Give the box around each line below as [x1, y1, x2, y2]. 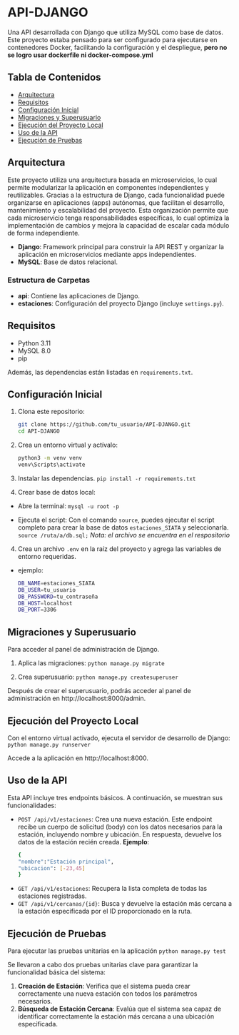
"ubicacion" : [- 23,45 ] [17, 864, 86, 872]
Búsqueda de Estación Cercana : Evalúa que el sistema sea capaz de [17, 1004, 222, 1014]
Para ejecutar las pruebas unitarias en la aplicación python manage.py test [7, 946, 226, 955]
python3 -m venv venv [17, 455, 83, 462]
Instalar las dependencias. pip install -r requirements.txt [17, 474, 196, 483]
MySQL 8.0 [17, 346, 51, 355]
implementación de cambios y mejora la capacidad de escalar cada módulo [7, 221, 230, 229]
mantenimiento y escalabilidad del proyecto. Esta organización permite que [7, 206, 228, 214]
